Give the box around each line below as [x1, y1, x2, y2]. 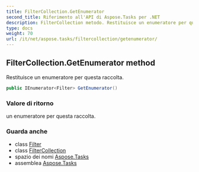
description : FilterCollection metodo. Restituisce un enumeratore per [6, 20, 187, 25]
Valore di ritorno [6, 99, 54, 107]
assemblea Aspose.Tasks [14, 160, 77, 167]
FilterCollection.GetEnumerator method [6, 58, 156, 68]
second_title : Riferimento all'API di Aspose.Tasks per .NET [6, 14, 161, 20]
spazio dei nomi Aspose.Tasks [14, 153, 89, 160]
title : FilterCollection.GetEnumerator [6, 8, 105, 15]
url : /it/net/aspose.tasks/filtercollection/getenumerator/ [6, 36, 158, 42]
